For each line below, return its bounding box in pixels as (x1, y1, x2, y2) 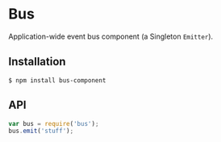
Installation (8, 55, 66, 69)
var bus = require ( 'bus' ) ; (8, 119, 99, 127)
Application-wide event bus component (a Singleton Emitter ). (8, 31, 214, 41)
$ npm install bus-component (8, 76, 106, 85)
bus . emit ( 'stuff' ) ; (8, 127, 74, 136)
